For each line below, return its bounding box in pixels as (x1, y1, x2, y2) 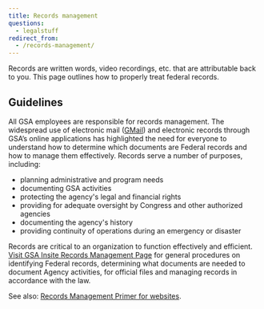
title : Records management (8, 11, 98, 20)
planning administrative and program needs (19, 174, 164, 185)
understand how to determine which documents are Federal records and (8, 142, 248, 152)
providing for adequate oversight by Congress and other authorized (19, 200, 243, 209)
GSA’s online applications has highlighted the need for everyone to (8, 133, 227, 143)
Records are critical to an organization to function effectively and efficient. (8, 242, 254, 251)
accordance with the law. (8, 275, 91, 285)
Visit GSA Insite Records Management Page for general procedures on (8, 250, 241, 259)
